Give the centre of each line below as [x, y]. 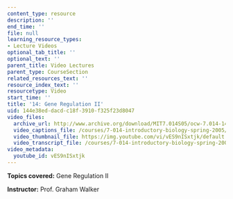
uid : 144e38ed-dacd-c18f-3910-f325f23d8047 [71, 111]
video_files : [26, 117]
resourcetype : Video [37, 91]
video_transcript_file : [48, 143]
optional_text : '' [34, 59]
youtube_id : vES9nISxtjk [49, 156]
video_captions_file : [45, 130]
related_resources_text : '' [48, 78]
